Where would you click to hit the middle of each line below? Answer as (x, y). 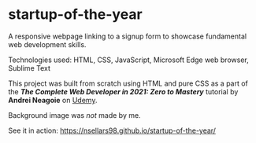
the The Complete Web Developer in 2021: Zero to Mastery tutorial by (123, 91)
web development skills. (47, 44)
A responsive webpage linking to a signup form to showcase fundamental (127, 36)
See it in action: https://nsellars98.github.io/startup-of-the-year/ (112, 130)
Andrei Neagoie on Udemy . (53, 100)
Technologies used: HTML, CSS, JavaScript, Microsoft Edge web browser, (129, 60)
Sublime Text (30, 68)
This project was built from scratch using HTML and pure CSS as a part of (128, 83)
